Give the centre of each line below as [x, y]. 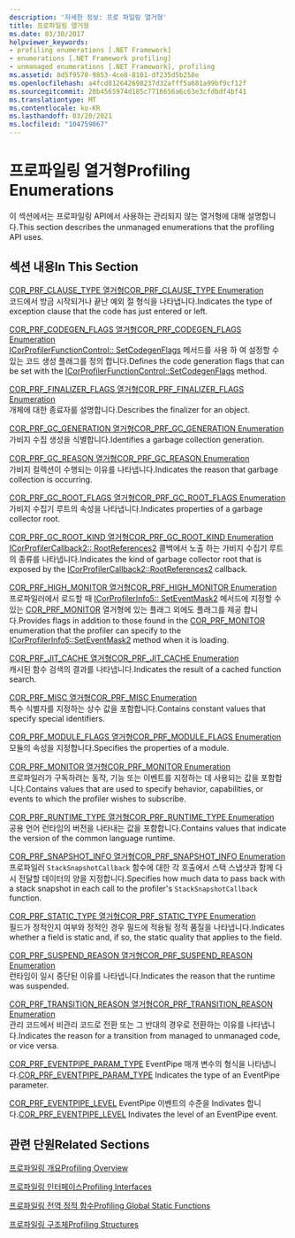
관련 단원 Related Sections [79, 1145]
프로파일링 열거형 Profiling [100, 171]
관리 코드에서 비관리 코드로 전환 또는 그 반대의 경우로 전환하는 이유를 [127, 1025]
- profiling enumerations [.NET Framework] [91, 50]
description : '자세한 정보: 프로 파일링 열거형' [88, 17]
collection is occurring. [51, 479]
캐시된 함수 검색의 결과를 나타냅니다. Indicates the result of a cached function [145, 669]
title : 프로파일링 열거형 [49, 26]
